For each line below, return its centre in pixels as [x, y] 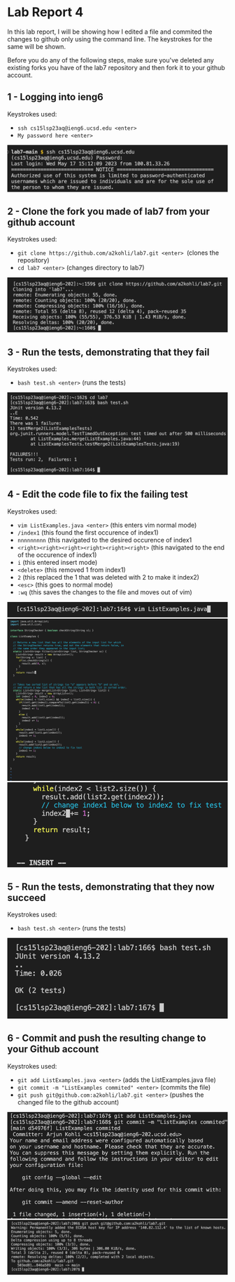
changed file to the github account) [68, 1102]
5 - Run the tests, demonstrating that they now [111, 887]
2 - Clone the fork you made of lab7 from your [108, 211]
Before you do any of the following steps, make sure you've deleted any [111, 60]
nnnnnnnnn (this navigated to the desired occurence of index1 [105, 540]
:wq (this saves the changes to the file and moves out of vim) [105, 592]
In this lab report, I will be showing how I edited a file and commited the [110, 32]
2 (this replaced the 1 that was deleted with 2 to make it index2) [108, 577]
